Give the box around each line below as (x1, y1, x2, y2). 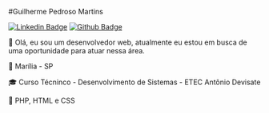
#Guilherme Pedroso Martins (8, 7, 104, 16)
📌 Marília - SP (8, 61, 54, 71)
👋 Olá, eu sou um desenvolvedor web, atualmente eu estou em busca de (8, 37, 248, 47)
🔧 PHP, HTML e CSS (8, 95, 76, 105)
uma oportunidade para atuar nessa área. (8, 46, 146, 55)
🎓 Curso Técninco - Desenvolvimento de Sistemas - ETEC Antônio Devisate (8, 77, 261, 87)
